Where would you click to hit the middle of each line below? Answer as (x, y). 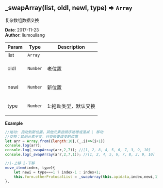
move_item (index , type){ (30, 168)
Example (14, 123)
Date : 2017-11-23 (22, 30)
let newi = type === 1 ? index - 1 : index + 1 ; (57, 172)
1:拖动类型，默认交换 (71, 106)
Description (71, 47)
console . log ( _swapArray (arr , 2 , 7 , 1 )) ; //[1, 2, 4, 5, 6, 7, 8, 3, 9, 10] (80, 155)
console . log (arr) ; (24, 145)
